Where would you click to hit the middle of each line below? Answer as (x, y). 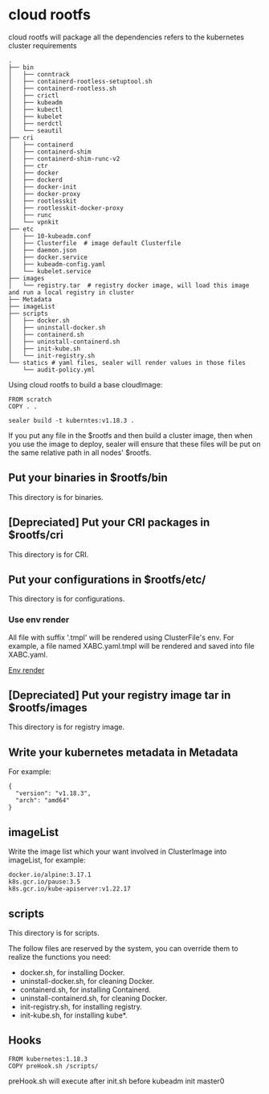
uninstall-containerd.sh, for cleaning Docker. (94, 998)
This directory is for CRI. (49, 554)
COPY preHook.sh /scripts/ (53, 1066)
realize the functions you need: (59, 957)
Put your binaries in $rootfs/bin (88, 478)
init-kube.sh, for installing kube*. (73, 1015)
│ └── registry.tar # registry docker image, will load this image (129, 285)
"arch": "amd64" (43, 801)
